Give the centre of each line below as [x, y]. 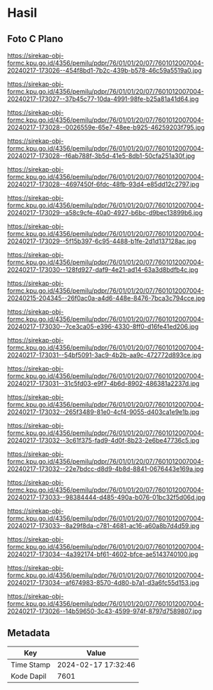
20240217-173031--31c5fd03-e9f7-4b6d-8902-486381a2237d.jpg [104, 384]
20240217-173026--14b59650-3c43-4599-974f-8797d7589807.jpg [105, 611]
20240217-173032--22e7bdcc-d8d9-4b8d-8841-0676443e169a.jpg [105, 469]
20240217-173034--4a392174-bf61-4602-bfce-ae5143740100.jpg [103, 554]
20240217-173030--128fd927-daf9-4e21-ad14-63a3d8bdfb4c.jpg [103, 270]
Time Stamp [31, 665]
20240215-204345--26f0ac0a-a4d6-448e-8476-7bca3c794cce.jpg [106, 298]
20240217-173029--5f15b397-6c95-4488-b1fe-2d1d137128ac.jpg [102, 241]
